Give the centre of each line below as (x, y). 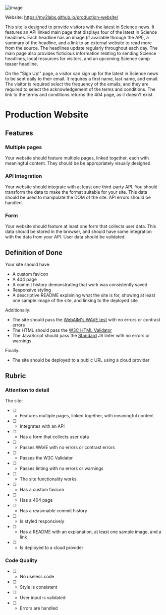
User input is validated (43, 598)
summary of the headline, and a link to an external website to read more (79, 43)
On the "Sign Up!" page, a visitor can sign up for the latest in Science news (82, 74)
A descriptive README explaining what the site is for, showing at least (83, 295)
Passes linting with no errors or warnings (61, 468)
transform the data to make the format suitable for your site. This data (76, 192)
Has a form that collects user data (54, 437)
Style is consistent (38, 587)
